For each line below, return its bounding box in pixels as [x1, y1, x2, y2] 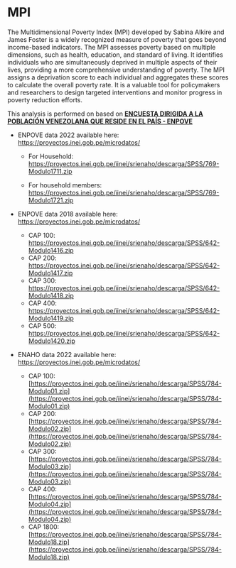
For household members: [28, 180, 102, 189]
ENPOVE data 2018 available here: [17, 209, 119, 218]
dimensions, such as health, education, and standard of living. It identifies [7, 50, 224, 59]
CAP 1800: [28, 523, 60, 531]
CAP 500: [28, 321, 57, 330]
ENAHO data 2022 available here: [17, 350, 117, 359]
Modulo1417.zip [28, 268, 73, 277]
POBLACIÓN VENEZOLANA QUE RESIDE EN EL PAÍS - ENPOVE [7, 116, 193, 125]
